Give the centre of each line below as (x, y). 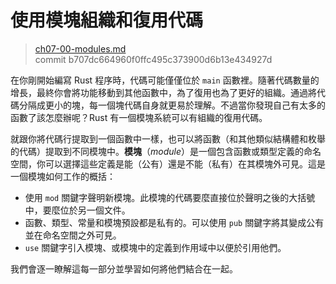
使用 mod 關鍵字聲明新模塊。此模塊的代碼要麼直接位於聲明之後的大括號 (170, 197)
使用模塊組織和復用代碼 (107, 20)
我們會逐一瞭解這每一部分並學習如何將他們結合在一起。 (124, 268)
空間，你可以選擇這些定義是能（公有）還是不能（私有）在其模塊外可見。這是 (168, 163)
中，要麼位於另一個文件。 (77, 210)
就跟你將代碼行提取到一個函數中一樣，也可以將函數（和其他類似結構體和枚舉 (168, 138)
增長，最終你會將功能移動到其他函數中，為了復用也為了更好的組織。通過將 (163, 92)
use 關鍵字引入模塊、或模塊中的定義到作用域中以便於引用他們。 (155, 247)
